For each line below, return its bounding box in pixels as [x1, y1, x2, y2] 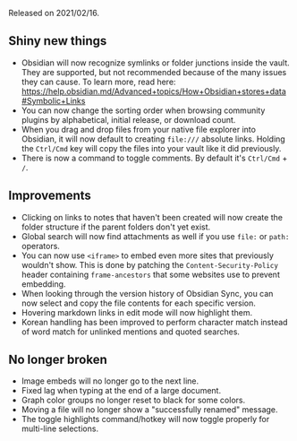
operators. [21, 240, 60, 251]
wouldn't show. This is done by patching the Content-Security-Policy [21, 259, 279, 270]
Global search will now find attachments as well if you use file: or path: [21, 230, 290, 241]
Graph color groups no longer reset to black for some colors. [21, 394, 246, 406]
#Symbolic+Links [21, 95, 86, 106]
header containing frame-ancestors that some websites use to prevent [21, 269, 281, 280]
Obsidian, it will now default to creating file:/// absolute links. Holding [21, 134, 285, 144]
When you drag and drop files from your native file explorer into [21, 124, 257, 134]
